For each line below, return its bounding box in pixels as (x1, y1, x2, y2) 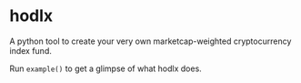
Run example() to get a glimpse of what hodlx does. (9, 63, 202, 74)
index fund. (9, 45, 52, 56)
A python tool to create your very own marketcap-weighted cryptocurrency (9, 36, 292, 47)
